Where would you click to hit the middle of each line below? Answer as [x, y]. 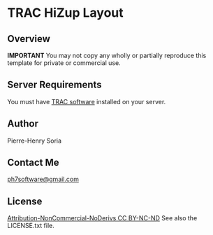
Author [23, 124]
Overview [29, 39]
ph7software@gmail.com [43, 179]
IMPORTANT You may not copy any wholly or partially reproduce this [107, 55]
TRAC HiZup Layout [65, 13]
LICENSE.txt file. [31, 226]
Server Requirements [55, 85]
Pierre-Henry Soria [34, 141]
